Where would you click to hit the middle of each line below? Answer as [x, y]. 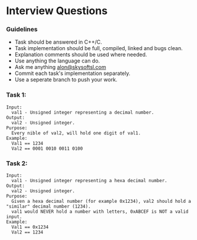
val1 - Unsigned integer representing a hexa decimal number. [89, 181]
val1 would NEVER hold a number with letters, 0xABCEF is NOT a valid [100, 212]
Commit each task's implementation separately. [73, 73]
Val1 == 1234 [27, 143]
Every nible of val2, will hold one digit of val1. [76, 133]
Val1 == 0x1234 [30, 227]
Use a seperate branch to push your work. [66, 80]
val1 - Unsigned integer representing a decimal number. [83, 112]
